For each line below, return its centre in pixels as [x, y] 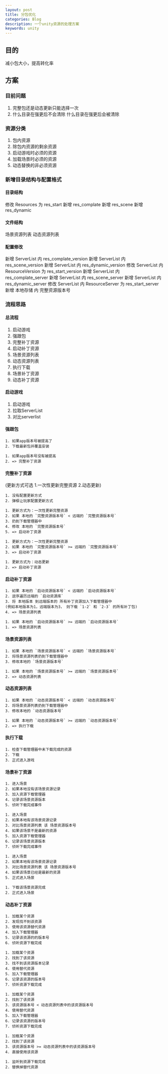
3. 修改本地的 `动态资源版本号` [34, 711]
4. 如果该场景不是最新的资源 [31, 831]
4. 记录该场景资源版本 [26, 800]
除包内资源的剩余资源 [34, 146]
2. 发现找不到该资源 [24, 922]
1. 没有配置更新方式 [24, 496]
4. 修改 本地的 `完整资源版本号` [36, 527]
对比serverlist [27, 416]
